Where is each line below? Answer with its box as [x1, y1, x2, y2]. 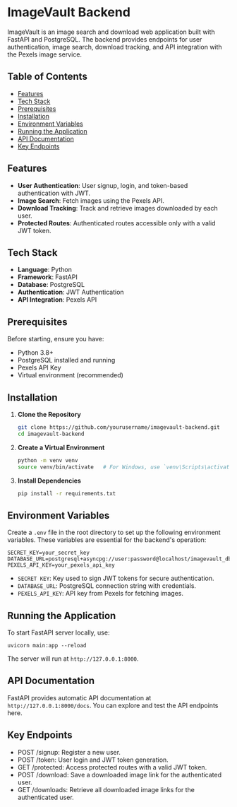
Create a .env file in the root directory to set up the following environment [7, 528, 221, 537]
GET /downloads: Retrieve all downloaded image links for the [17, 785, 195, 794]
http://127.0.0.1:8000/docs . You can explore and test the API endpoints [7, 701, 219, 709]
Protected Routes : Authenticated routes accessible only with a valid [17, 218, 216, 227]
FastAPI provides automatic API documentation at [7, 693, 152, 702]
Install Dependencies [17, 476, 81, 485]
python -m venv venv [17, 456, 78, 464]
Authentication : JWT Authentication [17, 288, 125, 297]
